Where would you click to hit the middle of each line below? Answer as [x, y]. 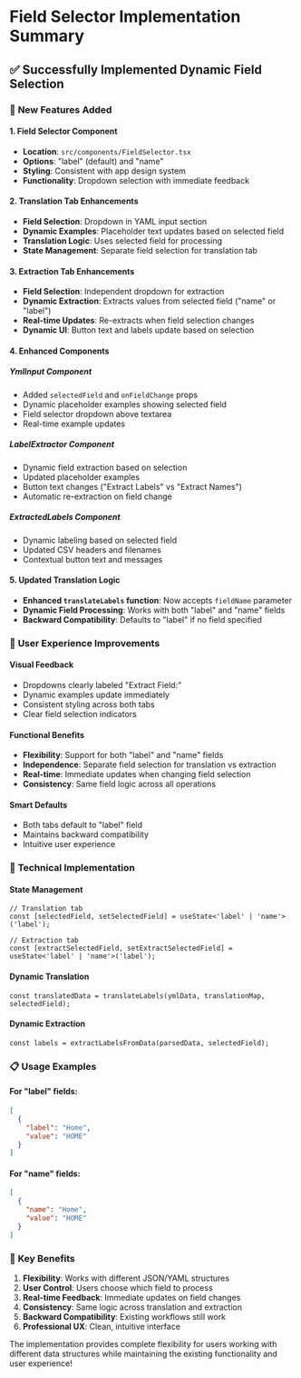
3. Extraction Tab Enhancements [72, 271]
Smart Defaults [39, 804]
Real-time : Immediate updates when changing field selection [136, 774]
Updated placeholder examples [81, 477]
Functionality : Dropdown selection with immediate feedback [136, 180]
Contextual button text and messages [92, 559]
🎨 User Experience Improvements [85, 643]
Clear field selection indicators [80, 714]
